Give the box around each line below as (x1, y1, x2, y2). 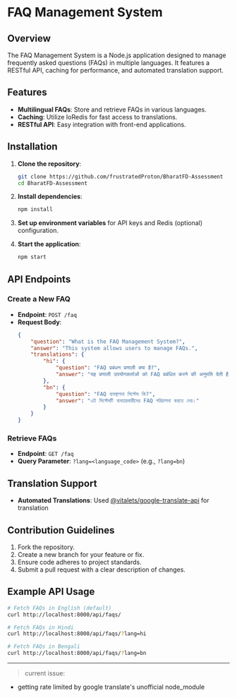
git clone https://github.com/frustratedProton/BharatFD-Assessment (17, 173, 224, 180)
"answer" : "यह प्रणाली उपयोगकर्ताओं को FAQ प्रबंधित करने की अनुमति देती (55, 371, 224, 378)
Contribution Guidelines (7, 524, 115, 536)
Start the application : (17, 240, 81, 248)
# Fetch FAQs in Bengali (7, 643, 80, 650)
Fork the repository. (17, 543, 75, 551)
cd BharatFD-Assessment (17, 179, 88, 187)
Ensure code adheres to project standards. (17, 558, 142, 566)
